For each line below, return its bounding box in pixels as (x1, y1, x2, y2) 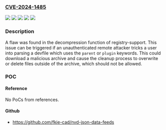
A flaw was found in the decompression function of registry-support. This (5, 39, 157, 45)
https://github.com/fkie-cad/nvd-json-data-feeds (12, 119, 114, 125)
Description (5, 28, 34, 35)
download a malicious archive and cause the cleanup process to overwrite (5, 55, 158, 61)
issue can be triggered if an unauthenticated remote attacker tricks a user (5, 44, 157, 50)
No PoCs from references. (5, 96, 59, 102)
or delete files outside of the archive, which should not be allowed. (5, 60, 142, 66)
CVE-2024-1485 (5, 3, 46, 10)
